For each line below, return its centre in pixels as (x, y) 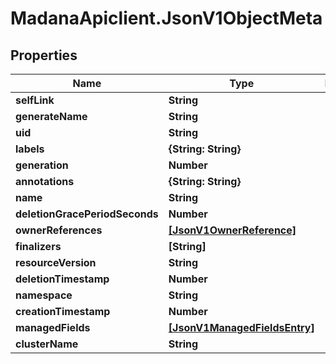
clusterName (47, 344)
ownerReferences (59, 230)
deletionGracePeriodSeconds (87, 214)
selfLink (35, 100)
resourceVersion (56, 262)
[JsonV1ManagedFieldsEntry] (241, 327)
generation (42, 165)
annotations (45, 181)
